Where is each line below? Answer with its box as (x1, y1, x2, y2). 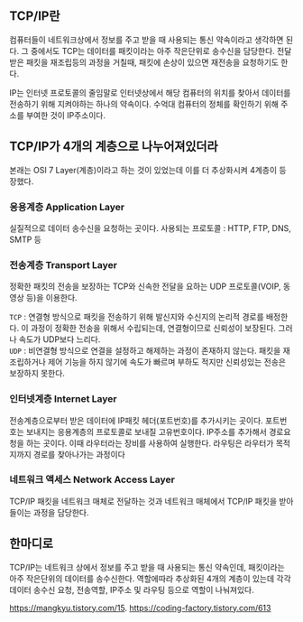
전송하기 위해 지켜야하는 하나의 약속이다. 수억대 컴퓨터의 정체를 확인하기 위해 (9, 98, 280, 109)
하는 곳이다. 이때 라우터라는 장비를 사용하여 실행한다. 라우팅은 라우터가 (25, 437, 274, 449)
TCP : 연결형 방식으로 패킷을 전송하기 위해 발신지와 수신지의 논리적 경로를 (9, 311, 264, 322)
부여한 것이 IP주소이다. (25, 109, 106, 120)
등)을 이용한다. (25, 292, 78, 303)
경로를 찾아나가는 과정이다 (32, 449, 126, 460)
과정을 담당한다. (32, 506, 89, 517)
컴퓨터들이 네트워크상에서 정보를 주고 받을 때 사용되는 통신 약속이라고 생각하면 (9, 34, 284, 45)
